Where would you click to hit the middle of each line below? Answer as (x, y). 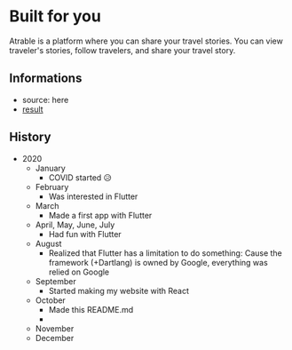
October (51, 300)
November (55, 328)
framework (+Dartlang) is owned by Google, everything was (158, 262)
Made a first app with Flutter (100, 215)
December (55, 338)
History (30, 137)
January (51, 168)
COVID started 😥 (80, 177)
